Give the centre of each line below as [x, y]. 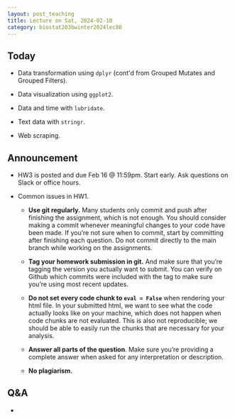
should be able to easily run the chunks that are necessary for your [126, 328]
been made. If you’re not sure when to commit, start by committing [126, 233]
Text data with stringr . [51, 122]
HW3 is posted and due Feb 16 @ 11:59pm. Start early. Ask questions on [123, 175]
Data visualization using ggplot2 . [65, 94]
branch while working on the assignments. [90, 248]
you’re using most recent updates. [78, 284]
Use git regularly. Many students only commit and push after [117, 210]
